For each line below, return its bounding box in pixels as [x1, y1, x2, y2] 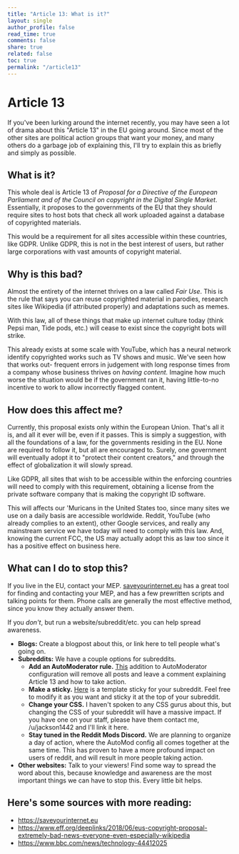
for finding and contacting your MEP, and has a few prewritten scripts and [7, 589, 225, 597]
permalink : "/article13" [7, 64, 81, 71]
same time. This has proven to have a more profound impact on [28, 745, 215, 754]
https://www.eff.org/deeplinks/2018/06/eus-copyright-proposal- [17, 823, 208, 832]
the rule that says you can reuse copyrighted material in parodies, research [7, 294, 228, 304]
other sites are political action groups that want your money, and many [7, 133, 215, 141]
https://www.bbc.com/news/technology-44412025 [17, 838, 168, 847]
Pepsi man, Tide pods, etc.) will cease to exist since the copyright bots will [7, 324, 227, 332]
